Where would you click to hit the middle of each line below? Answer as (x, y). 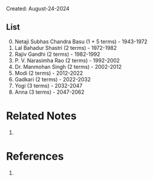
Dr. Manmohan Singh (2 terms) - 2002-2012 (68, 66)
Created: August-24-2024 (38, 9)
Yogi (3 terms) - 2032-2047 (48, 85)
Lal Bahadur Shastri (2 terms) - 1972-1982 (66, 47)
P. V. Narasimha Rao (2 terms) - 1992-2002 (67, 60)
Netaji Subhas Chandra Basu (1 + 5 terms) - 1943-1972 (81, 42)
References (35, 156)
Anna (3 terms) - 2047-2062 (49, 92)
